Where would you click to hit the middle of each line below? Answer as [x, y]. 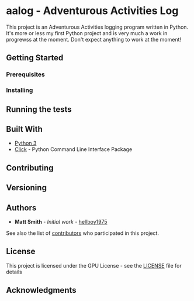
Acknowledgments [41, 290]
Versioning [26, 188]
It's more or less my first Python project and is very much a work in [87, 33]
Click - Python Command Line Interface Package [73, 149]
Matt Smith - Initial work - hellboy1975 [61, 221]
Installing [20, 90]
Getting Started [35, 58]
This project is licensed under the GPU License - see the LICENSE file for [94, 265]
